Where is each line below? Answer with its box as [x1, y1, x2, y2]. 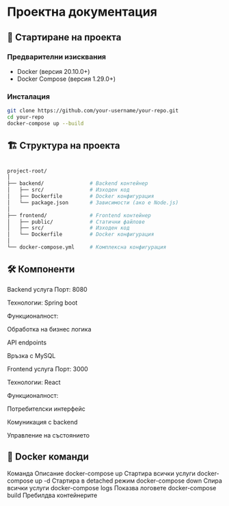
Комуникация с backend [7, 418, 78, 426]
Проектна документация [7, 4, 157, 20]
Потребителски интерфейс [7, 405, 85, 413]
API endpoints [7, 338, 46, 346]
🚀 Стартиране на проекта [7, 31, 122, 43]
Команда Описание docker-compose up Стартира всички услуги [7, 469, 196, 477]
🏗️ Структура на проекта [7, 140, 120, 151]
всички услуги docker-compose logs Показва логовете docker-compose [7, 483, 217, 492]
